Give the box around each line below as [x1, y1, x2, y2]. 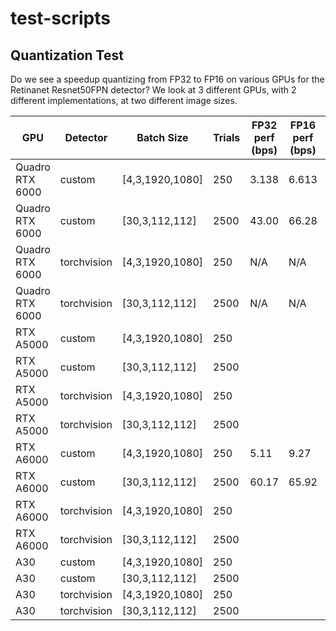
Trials [213, 131, 241, 144]
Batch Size [136, 131, 189, 144]
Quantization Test [10, 47, 124, 64]
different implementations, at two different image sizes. [10, 95, 238, 106]
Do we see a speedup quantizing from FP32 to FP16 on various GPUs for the [10, 73, 325, 85]
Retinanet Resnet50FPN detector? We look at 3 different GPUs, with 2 [10, 84, 297, 96]
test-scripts [10, 7, 111, 30]
